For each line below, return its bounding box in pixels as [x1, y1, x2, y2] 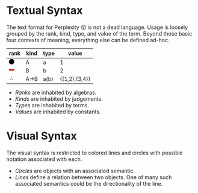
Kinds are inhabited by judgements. [14, 95, 104, 103]
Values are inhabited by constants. [14, 108, 101, 115]
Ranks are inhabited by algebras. [14, 89, 97, 96]
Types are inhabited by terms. [14, 101, 89, 109]
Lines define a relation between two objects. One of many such [14, 173, 172, 181]
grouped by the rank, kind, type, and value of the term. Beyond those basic [6, 30, 193, 37]
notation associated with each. [6, 155, 82, 163]
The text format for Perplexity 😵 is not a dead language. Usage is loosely [6, 24, 188, 31]
